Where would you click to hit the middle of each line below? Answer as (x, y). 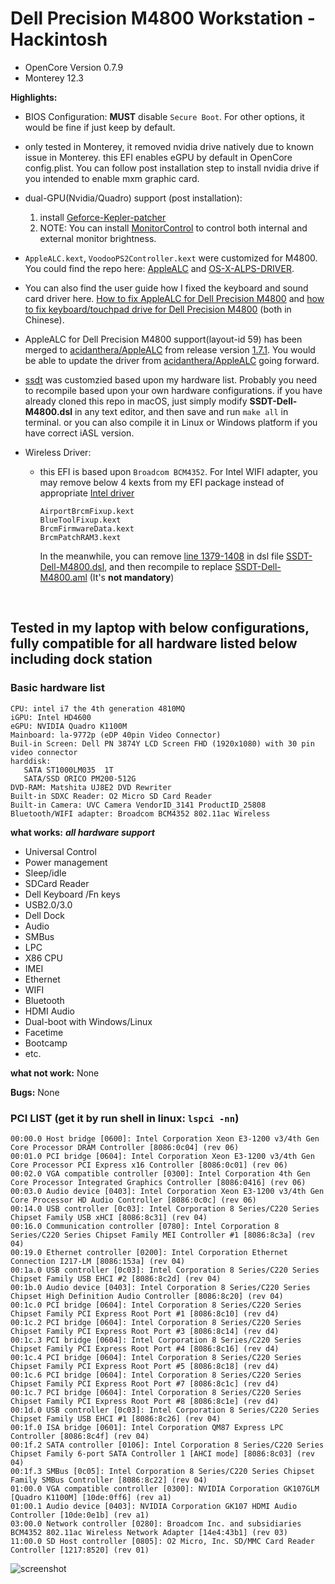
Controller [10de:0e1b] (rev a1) (80, 1515)
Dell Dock (44, 915)
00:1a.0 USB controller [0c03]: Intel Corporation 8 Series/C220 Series (165, 1270)
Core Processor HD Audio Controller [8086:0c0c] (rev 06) (133, 1200)
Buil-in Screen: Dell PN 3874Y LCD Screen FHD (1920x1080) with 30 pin (162, 743)
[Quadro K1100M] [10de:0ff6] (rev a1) (91, 1497)
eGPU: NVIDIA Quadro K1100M (69, 726)
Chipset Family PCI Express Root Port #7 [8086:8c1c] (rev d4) (145, 1383)
